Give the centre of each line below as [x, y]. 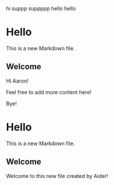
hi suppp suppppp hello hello [41, 8]
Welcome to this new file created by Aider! [57, 176]
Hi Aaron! [17, 81]
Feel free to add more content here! [49, 92]
